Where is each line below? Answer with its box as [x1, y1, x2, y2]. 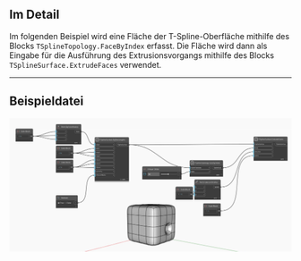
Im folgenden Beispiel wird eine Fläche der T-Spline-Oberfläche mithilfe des [9, 30, 289, 41]
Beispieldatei [9, 94, 84, 109]
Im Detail [9, 7, 60, 22]
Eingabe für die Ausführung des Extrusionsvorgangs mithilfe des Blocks [9, 49, 275, 61]
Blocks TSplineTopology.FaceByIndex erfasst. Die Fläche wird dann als [9, 40, 268, 51]
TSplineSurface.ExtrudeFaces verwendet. [9, 59, 162, 70]
